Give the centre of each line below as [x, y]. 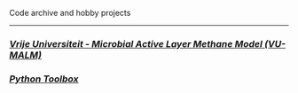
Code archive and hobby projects [70, 13]
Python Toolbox [44, 79]
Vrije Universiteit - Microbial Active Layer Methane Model [136, 43]
